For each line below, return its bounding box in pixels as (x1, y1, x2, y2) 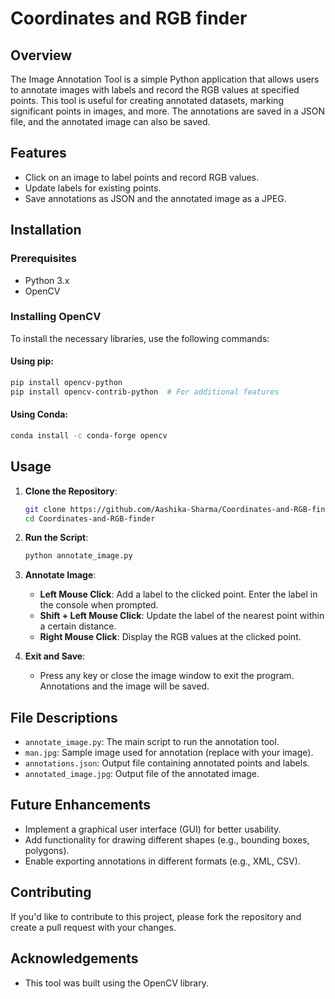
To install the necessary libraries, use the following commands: (10, 332, 270, 344)
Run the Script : (24, 532, 89, 544)
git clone (24, 504, 67, 514)
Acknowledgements (10, 950, 139, 967)
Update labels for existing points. (24, 182, 162, 194)
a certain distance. (39, 620, 117, 632)
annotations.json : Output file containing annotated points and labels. (24, 757, 310, 769)
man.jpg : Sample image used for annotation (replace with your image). (24, 747, 314, 759)
